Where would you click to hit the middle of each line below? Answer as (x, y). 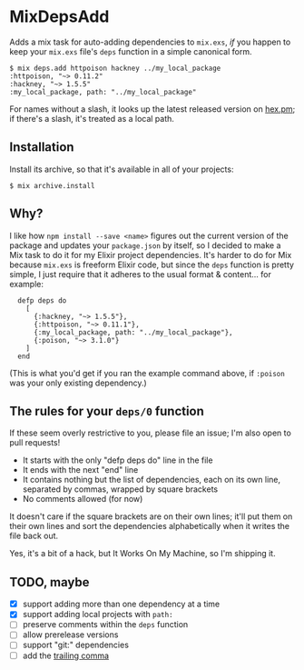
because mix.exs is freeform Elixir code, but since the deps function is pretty (152, 265)
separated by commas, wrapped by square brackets (120, 489)
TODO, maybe (49, 582)
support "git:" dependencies (76, 645)
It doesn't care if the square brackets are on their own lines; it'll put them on (151, 516)
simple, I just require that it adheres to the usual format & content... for (141, 274)
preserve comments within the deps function (105, 625)
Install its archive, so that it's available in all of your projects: (122, 169)
